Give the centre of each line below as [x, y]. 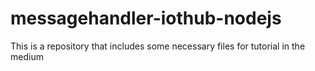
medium [27, 56]
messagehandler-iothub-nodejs [146, 18]
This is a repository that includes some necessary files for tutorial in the [158, 46]
